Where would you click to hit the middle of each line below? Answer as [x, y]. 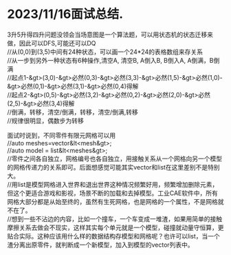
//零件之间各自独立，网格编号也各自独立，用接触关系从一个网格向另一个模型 [115, 159]
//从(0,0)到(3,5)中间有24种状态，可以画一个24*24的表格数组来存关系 [105, 52]
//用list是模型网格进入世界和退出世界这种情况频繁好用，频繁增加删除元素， [113, 184]
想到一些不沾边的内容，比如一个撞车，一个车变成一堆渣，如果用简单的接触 [117, 218]
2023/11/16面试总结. [65, 14]
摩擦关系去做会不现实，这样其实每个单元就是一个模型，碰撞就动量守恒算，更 [115, 227]
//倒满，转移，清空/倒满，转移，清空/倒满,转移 [73, 112]
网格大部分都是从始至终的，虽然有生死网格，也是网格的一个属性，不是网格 [112, 201]
